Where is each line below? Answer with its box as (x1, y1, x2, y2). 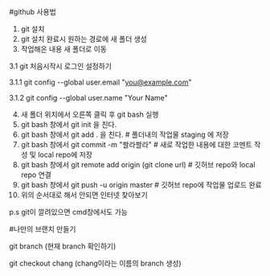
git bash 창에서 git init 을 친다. (20, 120, 117, 129)
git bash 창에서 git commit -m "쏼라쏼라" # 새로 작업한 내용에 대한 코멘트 (20, 140, 252, 149)
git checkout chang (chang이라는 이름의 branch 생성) (9, 258, 182, 268)
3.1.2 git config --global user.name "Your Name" (9, 93, 168, 102)
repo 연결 (20, 170, 51, 179)
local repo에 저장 (38, 150, 93, 159)
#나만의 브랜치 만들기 (9, 225, 76, 233)
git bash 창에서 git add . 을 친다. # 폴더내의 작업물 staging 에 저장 (20, 130, 230, 139)
